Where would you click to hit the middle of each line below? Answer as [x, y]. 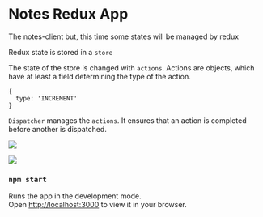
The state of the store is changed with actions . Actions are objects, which [131, 68]
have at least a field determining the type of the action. [100, 76]
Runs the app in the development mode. [75, 196]
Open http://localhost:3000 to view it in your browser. [98, 205]
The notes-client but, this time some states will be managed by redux [124, 36]
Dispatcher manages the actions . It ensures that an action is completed [127, 120]
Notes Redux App [68, 14]
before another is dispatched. [57, 129]
